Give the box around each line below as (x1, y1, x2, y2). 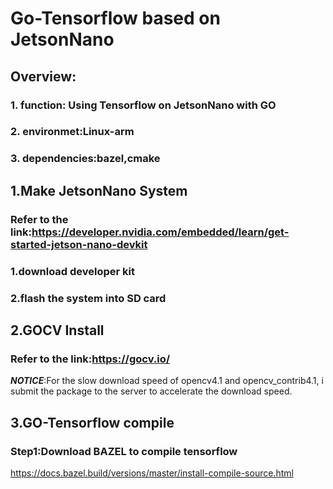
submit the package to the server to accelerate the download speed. (10, 385, 293, 397)
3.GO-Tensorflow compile (10, 414, 175, 431)
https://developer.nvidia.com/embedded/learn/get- (31, 225, 290, 239)
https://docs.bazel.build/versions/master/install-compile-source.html (10, 467, 294, 479)
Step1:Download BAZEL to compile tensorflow (10, 444, 238, 458)
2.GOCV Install (10, 322, 105, 339)
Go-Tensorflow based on (10, 7, 221, 30)
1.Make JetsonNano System (10, 182, 188, 199)
